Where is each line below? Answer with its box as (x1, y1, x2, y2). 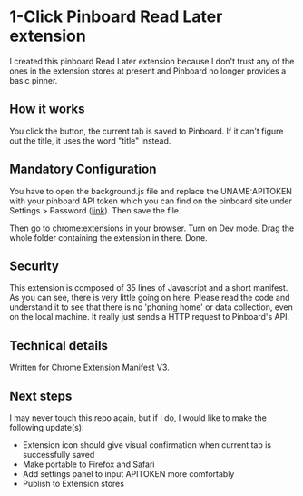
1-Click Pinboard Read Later (9, 6, 223, 27)
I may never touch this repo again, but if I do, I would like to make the (9, 412, 268, 423)
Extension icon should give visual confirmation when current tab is (22, 440, 272, 451)
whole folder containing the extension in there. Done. (9, 232, 208, 243)
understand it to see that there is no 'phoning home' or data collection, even (9, 302, 293, 312)
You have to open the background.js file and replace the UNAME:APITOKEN (9, 185, 293, 196)
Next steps (9, 388, 73, 403)
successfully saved (22, 450, 95, 460)
